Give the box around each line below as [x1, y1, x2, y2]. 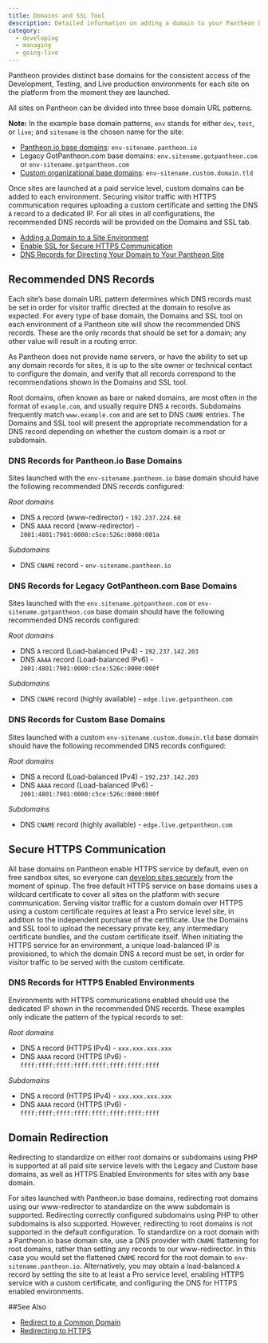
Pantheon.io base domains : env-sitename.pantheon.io [19, 143, 198, 152]
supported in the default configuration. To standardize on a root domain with [8, 1226, 259, 1237]
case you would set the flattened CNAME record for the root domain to [8, 1252, 233, 1262]
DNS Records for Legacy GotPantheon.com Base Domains [8, 580, 238, 591]
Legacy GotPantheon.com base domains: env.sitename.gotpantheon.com [19, 151, 258, 160]
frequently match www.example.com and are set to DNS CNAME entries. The [8, 409, 246, 419]
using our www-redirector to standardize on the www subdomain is [8, 1202, 231, 1211]
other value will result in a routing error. [8, 336, 137, 346]
